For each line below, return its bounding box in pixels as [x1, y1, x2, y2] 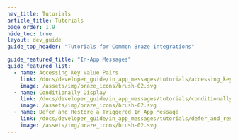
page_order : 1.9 [7, 23, 55, 30]
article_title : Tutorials [7, 17, 84, 24]
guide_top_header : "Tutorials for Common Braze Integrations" [7, 43, 195, 50]
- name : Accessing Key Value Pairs [13, 69, 119, 76]
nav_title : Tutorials [7, 10, 72, 18]
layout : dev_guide [7, 37, 62, 44]
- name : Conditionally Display [13, 89, 106, 96]
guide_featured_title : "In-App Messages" [7, 56, 132, 64]
